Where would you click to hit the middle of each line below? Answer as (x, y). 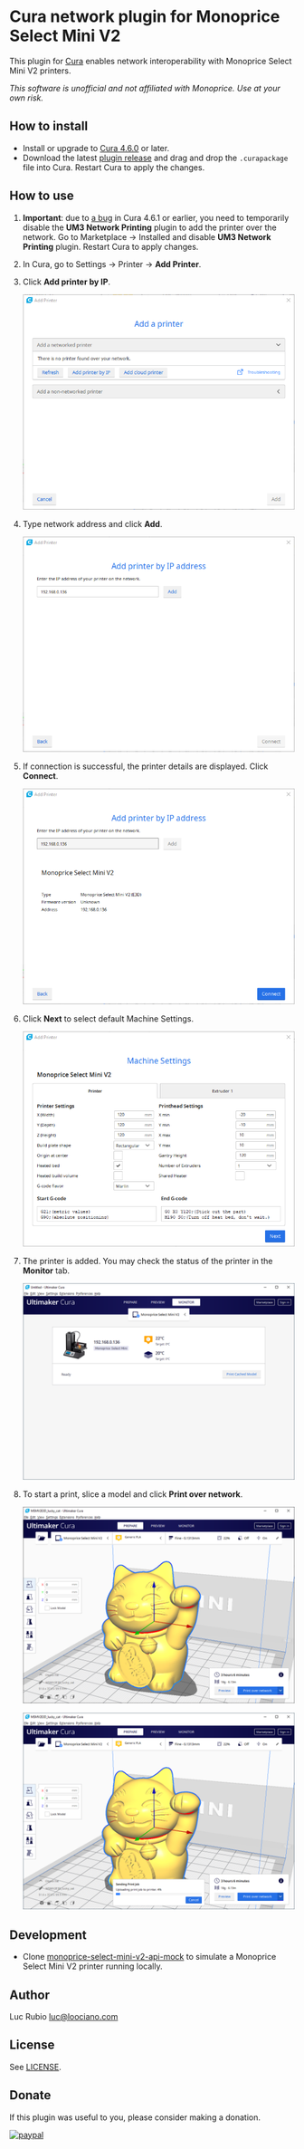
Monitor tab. (46, 1271)
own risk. (26, 98)
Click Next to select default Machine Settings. (108, 1018)
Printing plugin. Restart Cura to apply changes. (110, 246)
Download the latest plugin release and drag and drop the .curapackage (155, 158)
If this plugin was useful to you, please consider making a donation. (135, 2117)
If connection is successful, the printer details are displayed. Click (145, 766)
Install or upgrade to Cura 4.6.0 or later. (96, 148)
